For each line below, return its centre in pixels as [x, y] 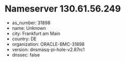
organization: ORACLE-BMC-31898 [48, 44]
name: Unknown [29, 28]
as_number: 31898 [31, 23]
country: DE [24, 39]
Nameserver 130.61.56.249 [63, 9]
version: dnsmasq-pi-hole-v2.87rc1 [48, 49]
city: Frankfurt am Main [36, 33]
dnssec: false [26, 55]
